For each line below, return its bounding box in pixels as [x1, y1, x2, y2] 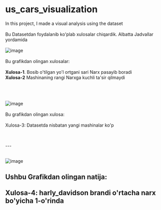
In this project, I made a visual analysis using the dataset [5, 20, 123, 26]
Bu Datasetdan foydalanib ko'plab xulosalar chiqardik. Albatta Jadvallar [5, 31, 153, 37]
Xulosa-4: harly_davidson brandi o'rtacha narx [5, 189, 156, 197]
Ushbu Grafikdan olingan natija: [5, 173, 107, 182]
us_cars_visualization [5, 4, 98, 15]
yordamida [5, 37, 28, 43]
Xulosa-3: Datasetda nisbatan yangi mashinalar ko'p [5, 122, 114, 128]
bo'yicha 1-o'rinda [5, 197, 64, 205]
